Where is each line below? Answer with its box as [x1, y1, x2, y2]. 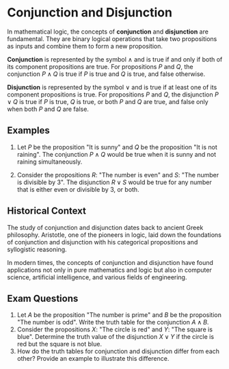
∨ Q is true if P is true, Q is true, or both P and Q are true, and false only [7, 97, 208, 105]
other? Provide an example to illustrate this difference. [16, 355, 170, 363]
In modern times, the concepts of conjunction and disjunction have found [7, 258, 214, 266]
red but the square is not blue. [16, 340, 103, 348]
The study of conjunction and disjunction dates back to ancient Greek [7, 223, 204, 231]
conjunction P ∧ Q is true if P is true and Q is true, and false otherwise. [7, 70, 206, 78]
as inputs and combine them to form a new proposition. [7, 42, 163, 50]
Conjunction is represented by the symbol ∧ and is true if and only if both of [7, 55, 223, 63]
